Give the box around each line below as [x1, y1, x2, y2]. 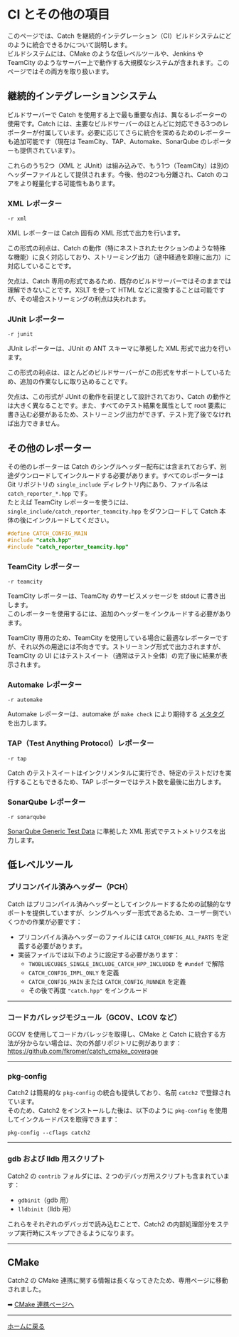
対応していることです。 [7, 262, 75, 270]
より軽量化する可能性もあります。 [19, 179, 119, 188]
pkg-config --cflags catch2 [7, 1129, 91, 1137]
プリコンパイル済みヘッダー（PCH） [7, 882, 133, 892]
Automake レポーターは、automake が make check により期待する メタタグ [7, 710, 225, 718]
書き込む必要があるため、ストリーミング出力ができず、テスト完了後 [7, 410, 207, 419]
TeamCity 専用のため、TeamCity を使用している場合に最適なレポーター [7, 634, 216, 642]
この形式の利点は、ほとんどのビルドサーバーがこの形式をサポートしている [7, 368, 225, 377]
